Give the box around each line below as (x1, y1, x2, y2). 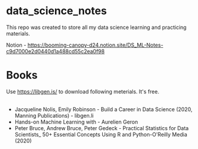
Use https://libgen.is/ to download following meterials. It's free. (6, 88, 160, 95)
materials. (6, 30, 31, 37)
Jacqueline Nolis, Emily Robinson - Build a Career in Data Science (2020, (14, 105, 193, 113)
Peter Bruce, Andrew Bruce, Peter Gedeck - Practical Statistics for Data (14, 124, 189, 131)
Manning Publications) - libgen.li (14, 112, 94, 119)
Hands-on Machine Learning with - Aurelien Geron (14, 118, 138, 125)
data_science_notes (6, 4, 108, 18)
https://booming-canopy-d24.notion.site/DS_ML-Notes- (27, 41, 164, 48)
